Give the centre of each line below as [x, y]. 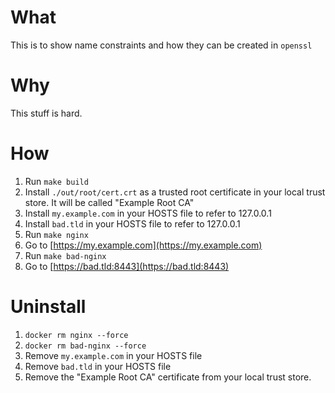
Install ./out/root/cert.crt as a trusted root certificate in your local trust [175, 192]
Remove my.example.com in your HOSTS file [113, 355]
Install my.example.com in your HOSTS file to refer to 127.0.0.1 [148, 213]
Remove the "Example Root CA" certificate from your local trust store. [168, 377]
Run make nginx [56, 234]
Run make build [56, 181]
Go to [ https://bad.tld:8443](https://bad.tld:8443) [127, 266]
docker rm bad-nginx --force [85, 346]
